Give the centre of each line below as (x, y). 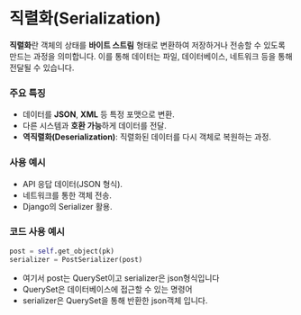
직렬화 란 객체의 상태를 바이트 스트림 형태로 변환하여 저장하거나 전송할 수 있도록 (147, 45)
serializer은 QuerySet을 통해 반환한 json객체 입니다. (115, 300)
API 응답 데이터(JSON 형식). (73, 184)
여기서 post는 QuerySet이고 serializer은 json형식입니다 (121, 278)
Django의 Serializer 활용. (67, 206)
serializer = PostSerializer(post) (76, 259)
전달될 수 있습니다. (42, 67)
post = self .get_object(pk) (62, 251)
